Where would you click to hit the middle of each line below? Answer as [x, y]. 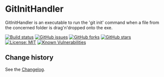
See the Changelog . [25, 69]
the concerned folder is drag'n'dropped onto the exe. [59, 27]
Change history [29, 58]
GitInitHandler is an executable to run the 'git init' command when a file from [82, 22]
